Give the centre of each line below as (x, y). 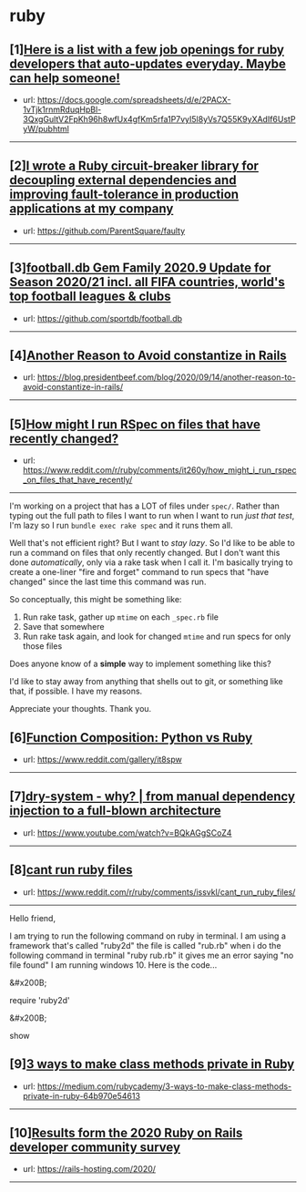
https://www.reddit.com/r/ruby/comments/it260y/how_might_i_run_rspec (159, 470)
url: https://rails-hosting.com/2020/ (89, 1169)
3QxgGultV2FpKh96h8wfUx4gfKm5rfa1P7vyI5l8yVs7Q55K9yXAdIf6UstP (159, 119)
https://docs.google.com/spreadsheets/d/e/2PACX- (134, 100)
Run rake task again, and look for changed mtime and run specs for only (157, 637)
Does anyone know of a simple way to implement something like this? (140, 664)
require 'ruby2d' (40, 1000)
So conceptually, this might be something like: (96, 600)
